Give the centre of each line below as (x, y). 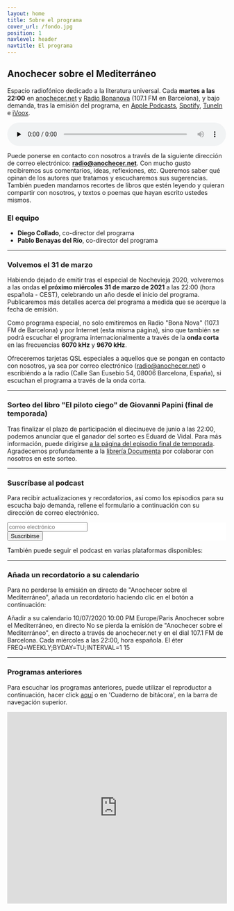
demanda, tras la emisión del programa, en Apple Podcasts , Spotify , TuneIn (115, 105)
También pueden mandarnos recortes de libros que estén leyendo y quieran (116, 185)
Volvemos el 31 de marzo (50, 265)
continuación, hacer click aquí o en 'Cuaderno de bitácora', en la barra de (112, 695)
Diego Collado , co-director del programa (76, 233)
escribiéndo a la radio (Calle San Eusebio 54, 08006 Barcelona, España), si (114, 373)
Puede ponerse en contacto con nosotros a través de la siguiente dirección (115, 155)
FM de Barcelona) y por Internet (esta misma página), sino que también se (114, 330)
